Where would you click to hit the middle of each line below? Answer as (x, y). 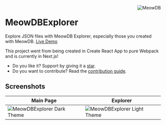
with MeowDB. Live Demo (31, 41)
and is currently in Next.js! (32, 56)
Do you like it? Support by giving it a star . (54, 66)
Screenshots (25, 87)
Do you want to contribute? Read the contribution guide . (69, 71)
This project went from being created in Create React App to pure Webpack (82, 51)
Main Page (44, 100)
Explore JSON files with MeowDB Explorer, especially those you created (78, 36)
